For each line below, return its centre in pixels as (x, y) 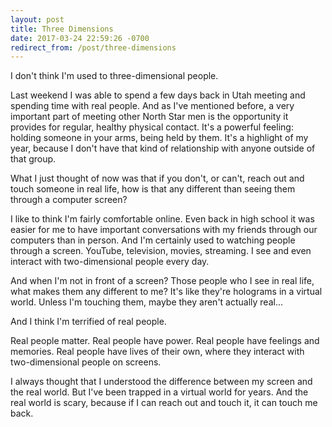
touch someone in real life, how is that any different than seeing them (153, 189)
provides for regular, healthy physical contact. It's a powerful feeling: (152, 127)
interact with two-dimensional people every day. (110, 262)
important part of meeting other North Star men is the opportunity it (149, 117)
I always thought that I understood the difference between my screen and (161, 382)
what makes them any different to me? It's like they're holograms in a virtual (166, 292)
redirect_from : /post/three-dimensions (93, 47)
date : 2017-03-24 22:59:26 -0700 (80, 38)
